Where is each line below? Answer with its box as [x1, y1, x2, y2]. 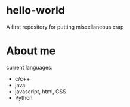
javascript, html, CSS [14, 87, 67, 95]
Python [14, 94, 33, 101]
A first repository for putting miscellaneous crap [6, 23, 124, 30]
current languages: [6, 64, 53, 71]
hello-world [6, 4, 66, 17]
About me [6, 44, 56, 58]
